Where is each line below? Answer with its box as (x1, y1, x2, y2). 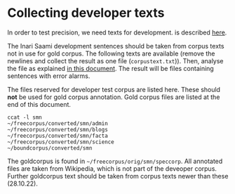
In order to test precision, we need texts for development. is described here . (7, 28, 227, 37)
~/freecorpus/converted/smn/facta (7, 132, 109, 139)
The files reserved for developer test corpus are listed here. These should (7, 85, 221, 93)
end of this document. (7, 100, 72, 108)
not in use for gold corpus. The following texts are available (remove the (7, 49, 215, 58)
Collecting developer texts (7, 5, 165, 21)
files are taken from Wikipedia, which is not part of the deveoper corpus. (7, 164, 217, 173)
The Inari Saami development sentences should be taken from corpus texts (7, 41, 224, 50)
